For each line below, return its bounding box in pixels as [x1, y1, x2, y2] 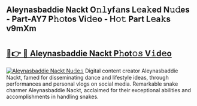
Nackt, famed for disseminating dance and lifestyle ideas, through [6, 74, 169, 81]
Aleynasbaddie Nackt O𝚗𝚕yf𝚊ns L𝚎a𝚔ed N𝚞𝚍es [6, 5, 190, 15]
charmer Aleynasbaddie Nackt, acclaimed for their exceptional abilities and [6, 87, 192, 93]
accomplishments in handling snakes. [6, 93, 99, 100]
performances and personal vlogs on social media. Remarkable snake [6, 80, 178, 87]
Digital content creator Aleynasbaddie [84, 67, 178, 74]
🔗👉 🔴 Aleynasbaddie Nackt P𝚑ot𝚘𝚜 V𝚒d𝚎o [6, 48, 172, 59]
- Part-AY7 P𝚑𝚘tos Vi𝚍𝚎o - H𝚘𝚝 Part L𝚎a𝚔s [6, 14, 171, 25]
